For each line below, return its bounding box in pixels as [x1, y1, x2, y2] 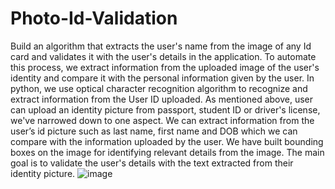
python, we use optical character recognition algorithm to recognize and [10, 82, 308, 94]
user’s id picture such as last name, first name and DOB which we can [10, 125, 298, 137]
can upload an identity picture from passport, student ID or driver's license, [10, 103, 321, 116]
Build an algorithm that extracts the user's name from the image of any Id [10, 40, 312, 52]
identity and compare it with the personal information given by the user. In [10, 72, 315, 84]
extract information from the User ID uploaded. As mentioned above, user [10, 93, 314, 105]
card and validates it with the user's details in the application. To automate [10, 50, 317, 62]
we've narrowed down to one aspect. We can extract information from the [10, 114, 315, 126]
